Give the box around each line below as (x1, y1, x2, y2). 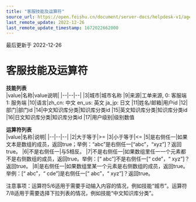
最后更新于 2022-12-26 (6, 41, 62, 48)
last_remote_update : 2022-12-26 (6, 19, 85, 25)
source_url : (6, 14, 35, 20)
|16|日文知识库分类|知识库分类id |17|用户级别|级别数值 (6, 114, 135, 121)
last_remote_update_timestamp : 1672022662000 (6, 25, 118, 31)
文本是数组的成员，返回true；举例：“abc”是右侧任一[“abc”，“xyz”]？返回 (6, 141, 182, 148)
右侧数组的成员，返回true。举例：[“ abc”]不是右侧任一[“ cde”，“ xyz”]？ (16, 155, 190, 162)
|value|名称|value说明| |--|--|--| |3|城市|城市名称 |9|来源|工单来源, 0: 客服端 (6, 92, 187, 99)
